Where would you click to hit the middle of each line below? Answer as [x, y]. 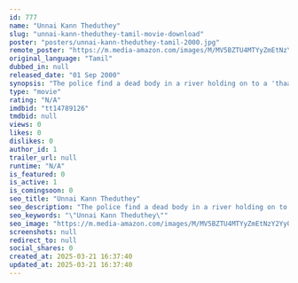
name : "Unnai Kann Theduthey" [65, 26]
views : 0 [25, 125]
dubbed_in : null [39, 67]
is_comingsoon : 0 [41, 191]
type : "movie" [35, 91]
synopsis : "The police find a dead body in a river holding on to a [138, 83]
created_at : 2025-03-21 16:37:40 [71, 257]
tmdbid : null [33, 116]
